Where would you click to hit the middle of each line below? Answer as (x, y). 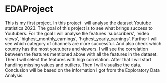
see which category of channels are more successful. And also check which (83, 43)
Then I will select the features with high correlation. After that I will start (78, 59)
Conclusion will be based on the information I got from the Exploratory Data (83, 70)
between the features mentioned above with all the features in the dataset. (81, 54)
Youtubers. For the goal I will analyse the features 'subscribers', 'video (77, 33)
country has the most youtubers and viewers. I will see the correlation (77, 49)
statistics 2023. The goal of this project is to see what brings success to (79, 28)
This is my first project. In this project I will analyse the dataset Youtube (78, 23)
